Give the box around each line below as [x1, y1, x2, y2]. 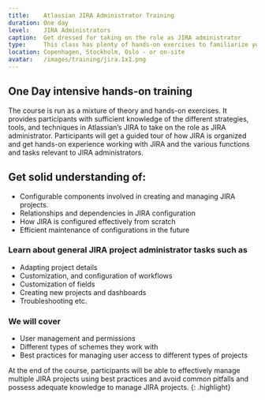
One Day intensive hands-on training [8, 84, 193, 99]
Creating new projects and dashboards [19, 287, 147, 297]
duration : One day [8, 19, 69, 27]
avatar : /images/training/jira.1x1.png [8, 56, 147, 64]
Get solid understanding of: [8, 170, 146, 184]
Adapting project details [19, 262, 98, 272]
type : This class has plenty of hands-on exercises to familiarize [8, 41, 248, 49]
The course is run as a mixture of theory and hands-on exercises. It [8, 106, 227, 115]
